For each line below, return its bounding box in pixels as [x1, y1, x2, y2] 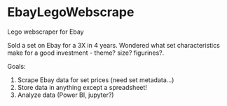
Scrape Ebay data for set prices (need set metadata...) [17, 75, 174, 84]
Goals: [7, 62, 26, 70]
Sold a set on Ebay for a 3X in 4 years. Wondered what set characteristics [7, 41, 221, 49]
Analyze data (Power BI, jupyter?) [17, 91, 114, 99]
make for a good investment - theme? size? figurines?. [7, 48, 165, 57]
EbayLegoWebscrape [7, 4, 135, 20]
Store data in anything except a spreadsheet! [17, 83, 147, 91]
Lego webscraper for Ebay [7, 27, 84, 36]
